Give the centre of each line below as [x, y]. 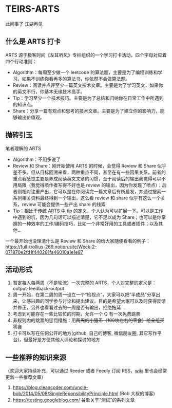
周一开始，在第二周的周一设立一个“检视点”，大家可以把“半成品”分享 [84, 295]
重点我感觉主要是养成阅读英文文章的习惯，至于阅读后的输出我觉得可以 [87, 178]
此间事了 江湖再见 [24, 24]
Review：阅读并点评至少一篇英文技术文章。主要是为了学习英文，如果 [86, 85]
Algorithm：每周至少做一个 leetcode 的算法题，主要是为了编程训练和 [85, 72]
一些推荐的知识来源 [36, 357]
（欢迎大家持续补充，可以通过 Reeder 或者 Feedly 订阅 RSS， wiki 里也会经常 [86, 371]
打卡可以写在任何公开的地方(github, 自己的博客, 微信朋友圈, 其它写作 [85, 333]
